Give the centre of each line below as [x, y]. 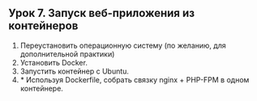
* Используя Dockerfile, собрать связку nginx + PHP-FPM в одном [135, 79]
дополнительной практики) [67, 54]
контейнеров [43, 26]
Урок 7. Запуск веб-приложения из [102, 13]
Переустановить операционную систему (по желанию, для [123, 45]
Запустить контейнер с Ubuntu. [75, 71]
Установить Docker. [54, 62]
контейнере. [41, 88]
